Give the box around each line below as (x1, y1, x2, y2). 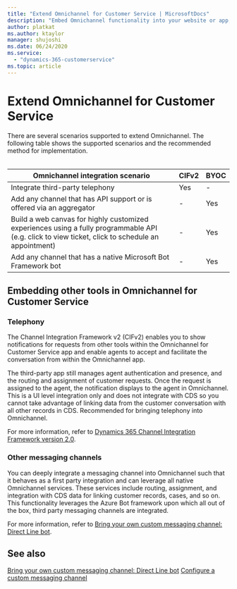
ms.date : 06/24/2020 (7, 43, 68, 50)
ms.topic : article (7, 63, 61, 70)
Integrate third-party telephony (11, 182, 115, 192)
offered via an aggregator (11, 202, 95, 212)
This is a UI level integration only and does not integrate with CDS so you (7, 392, 219, 400)
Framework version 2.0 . (7, 435, 76, 444)
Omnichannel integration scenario (32, 170, 150, 180)
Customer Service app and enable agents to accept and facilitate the (7, 348, 207, 356)
